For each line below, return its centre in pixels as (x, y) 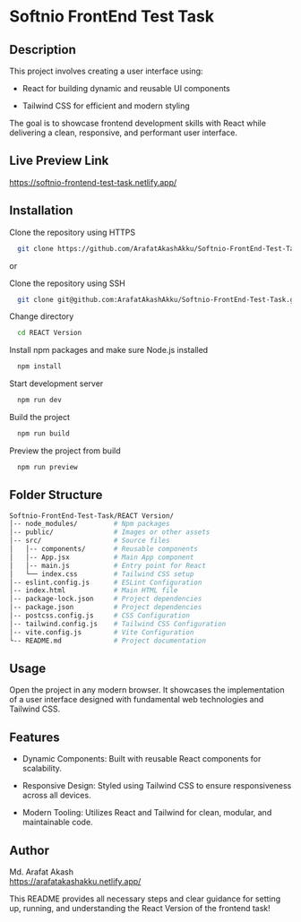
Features (34, 737)
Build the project (39, 417)
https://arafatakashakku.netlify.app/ (75, 881)
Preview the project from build (65, 451)
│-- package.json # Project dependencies (106, 607)
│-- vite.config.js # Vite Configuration (102, 632)
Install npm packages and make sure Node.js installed (109, 350)
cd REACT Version (50, 333)
